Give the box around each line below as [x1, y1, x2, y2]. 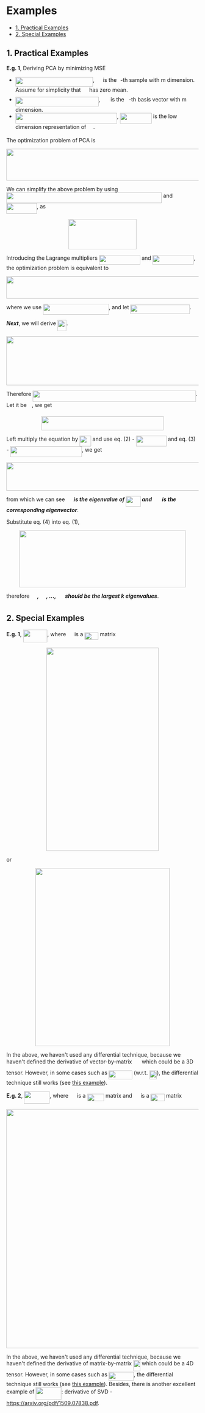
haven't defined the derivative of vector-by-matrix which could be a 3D [6, 1058, 194, 1065]
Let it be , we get [6, 401, 52, 408]
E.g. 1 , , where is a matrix [6, 630, 116, 637]
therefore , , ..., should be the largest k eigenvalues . [6, 592, 159, 600]
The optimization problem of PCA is [6, 136, 96, 144]
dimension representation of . [15, 123, 95, 130]
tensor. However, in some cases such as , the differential [6, 1370, 173, 1378]
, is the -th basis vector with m [98, 96, 187, 103]
